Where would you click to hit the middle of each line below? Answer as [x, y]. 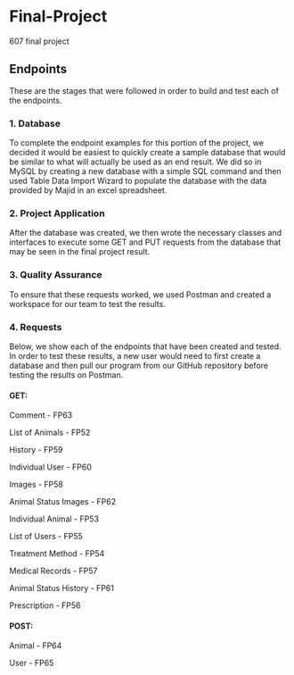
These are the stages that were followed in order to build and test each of [144, 90]
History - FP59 [36, 450]
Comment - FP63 [41, 415]
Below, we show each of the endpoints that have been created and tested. [146, 346]
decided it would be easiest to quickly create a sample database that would [147, 153]
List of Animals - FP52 [50, 433]
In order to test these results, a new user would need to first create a [135, 355]
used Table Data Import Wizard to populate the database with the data [138, 181]
